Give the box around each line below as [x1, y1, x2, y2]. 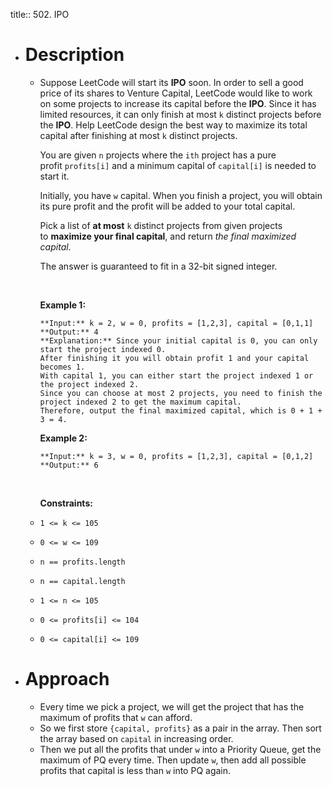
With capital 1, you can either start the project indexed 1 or [39, 370, 314, 381]
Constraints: [39, 497, 93, 509]
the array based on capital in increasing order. [39, 732, 234, 744]
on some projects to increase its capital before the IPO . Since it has [39, 97, 317, 109]
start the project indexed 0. [39, 344, 167, 354]
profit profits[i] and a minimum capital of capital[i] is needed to [39, 159, 317, 171]
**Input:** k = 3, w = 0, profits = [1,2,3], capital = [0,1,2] [39, 451, 314, 461]
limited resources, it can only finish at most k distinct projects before [39, 108, 322, 120]
